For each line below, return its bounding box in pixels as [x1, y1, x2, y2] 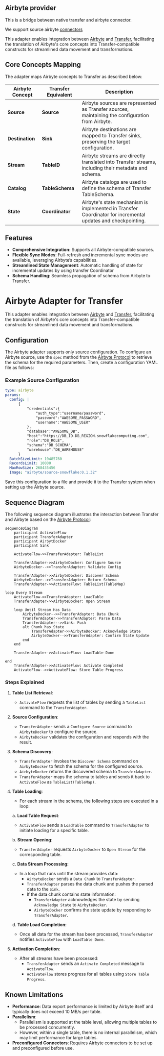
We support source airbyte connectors [5, 26, 83, 32]
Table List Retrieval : [12, 690, 53, 696]
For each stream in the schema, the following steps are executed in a [19, 798, 158, 804]
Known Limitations [5, 990, 63, 999]
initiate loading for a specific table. [19, 828, 89, 834]
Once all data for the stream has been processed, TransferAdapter [19, 931, 153, 937]
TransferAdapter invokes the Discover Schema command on [19, 758, 138, 764]
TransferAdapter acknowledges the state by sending [34, 897, 140, 903]
